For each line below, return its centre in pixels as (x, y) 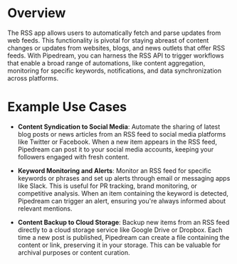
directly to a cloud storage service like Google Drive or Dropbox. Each (120, 230)
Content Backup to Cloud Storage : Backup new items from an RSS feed (123, 222)
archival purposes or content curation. (74, 252)
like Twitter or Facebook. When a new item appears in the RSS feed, (117, 142)
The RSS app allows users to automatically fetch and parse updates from (114, 33)
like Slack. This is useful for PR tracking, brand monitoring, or (107, 186)
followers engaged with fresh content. (73, 157)
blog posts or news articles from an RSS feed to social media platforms (122, 134)
